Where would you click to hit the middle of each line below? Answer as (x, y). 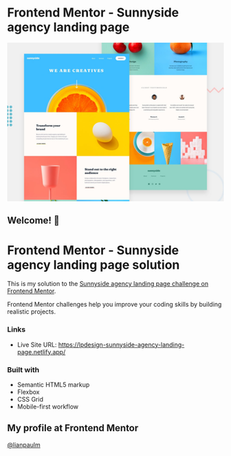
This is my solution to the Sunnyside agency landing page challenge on (108, 284)
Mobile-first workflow (48, 406)
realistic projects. (32, 312)
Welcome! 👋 (33, 220)
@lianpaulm (24, 444)
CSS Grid (30, 399)
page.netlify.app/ (41, 351)
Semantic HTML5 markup (53, 384)
